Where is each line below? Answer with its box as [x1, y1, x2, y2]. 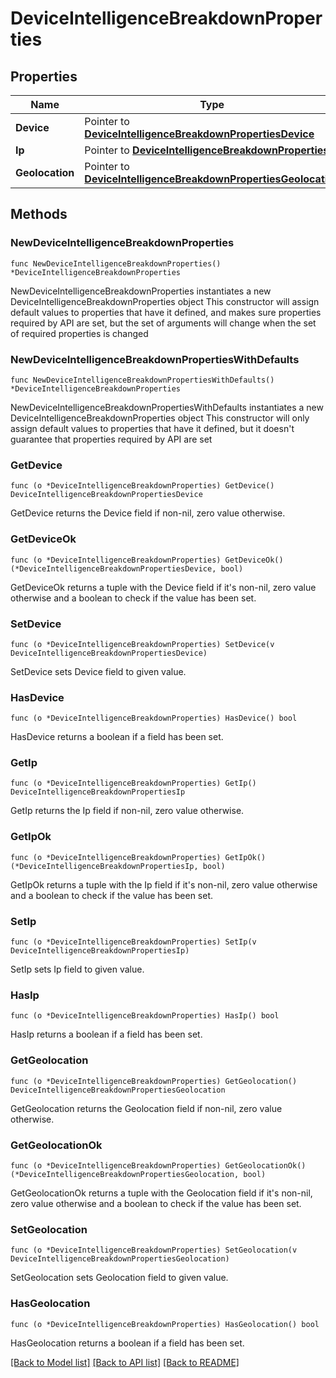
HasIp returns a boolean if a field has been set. [10, 1028, 203, 1041]
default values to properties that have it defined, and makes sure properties [10, 306, 322, 318]
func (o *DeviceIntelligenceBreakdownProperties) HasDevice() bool [10, 713, 298, 724]
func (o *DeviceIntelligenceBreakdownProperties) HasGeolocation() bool [10, 1319, 320, 1329]
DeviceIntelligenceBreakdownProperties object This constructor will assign [10, 295, 320, 307]
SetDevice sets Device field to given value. [10, 665, 187, 677]
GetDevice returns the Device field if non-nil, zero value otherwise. [10, 507, 286, 519]
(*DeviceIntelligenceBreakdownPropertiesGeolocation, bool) [10, 1169, 267, 1179]
